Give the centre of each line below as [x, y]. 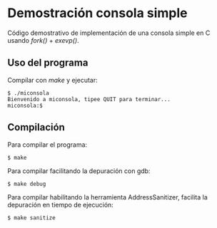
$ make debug [27, 184]
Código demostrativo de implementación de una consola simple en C [109, 33]
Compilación [36, 127]
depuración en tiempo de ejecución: [61, 204]
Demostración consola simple [97, 13]
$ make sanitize [31, 218]
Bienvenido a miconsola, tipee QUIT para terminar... [89, 99]
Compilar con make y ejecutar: [52, 80]
